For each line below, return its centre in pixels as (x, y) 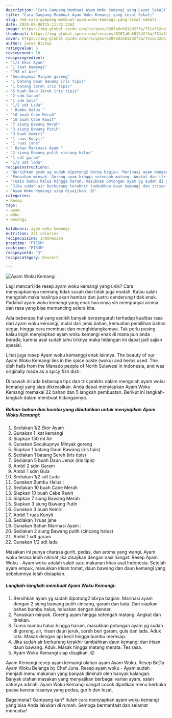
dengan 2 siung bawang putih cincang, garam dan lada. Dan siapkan (85, 604)
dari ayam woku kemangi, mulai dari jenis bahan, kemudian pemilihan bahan (86, 324)
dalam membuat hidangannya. (55, 398)
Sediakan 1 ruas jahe (35, 520)
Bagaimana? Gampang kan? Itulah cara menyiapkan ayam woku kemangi (82, 700)
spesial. (14, 345)
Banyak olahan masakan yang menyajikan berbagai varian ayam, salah (80, 679)
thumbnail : (17, 34)
